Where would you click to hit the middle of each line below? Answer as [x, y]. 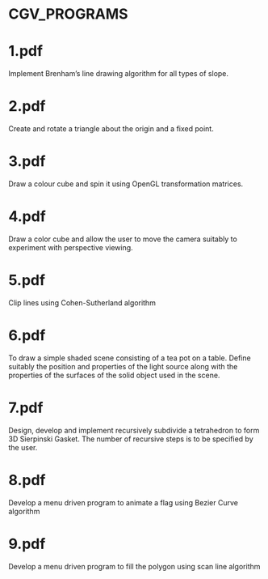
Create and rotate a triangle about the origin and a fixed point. [111, 129]
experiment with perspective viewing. [71, 247]
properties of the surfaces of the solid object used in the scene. [114, 375]
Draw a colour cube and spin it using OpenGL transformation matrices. [126, 184]
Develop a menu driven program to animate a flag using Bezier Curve [123, 502]
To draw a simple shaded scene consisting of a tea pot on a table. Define [130, 358]
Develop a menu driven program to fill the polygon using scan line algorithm [134, 566]
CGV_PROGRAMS [68, 14]
